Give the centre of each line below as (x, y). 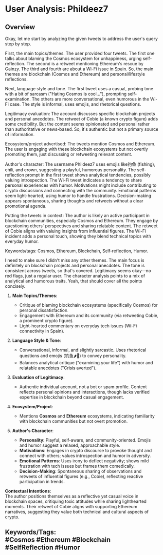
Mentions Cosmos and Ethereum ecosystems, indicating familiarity (87, 416)
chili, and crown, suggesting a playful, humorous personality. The (71, 170)
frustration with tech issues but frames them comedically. (77, 466)
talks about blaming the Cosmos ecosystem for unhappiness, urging (73, 59)
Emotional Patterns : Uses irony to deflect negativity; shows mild (84, 461)
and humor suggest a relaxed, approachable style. (70, 445)
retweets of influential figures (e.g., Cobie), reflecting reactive (81, 476)
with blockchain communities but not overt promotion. (73, 421)
